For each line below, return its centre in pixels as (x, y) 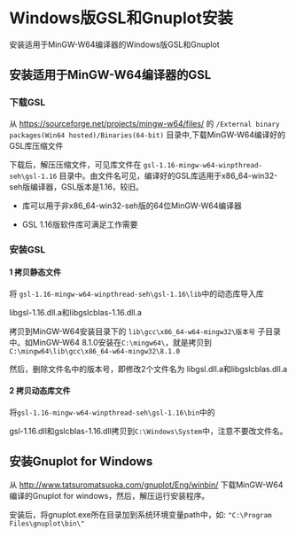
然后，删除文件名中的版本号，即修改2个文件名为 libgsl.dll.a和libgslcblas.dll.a (148, 369)
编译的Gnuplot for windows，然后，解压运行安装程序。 (109, 495)
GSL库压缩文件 (36, 145)
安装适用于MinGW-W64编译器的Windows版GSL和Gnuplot (114, 44)
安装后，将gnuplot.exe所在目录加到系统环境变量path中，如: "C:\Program (140, 514)
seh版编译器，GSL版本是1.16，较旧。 (77, 186)
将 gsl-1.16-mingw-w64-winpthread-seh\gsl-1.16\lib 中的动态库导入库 (136, 293)
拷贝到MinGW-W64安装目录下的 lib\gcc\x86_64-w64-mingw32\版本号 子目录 (145, 331)
